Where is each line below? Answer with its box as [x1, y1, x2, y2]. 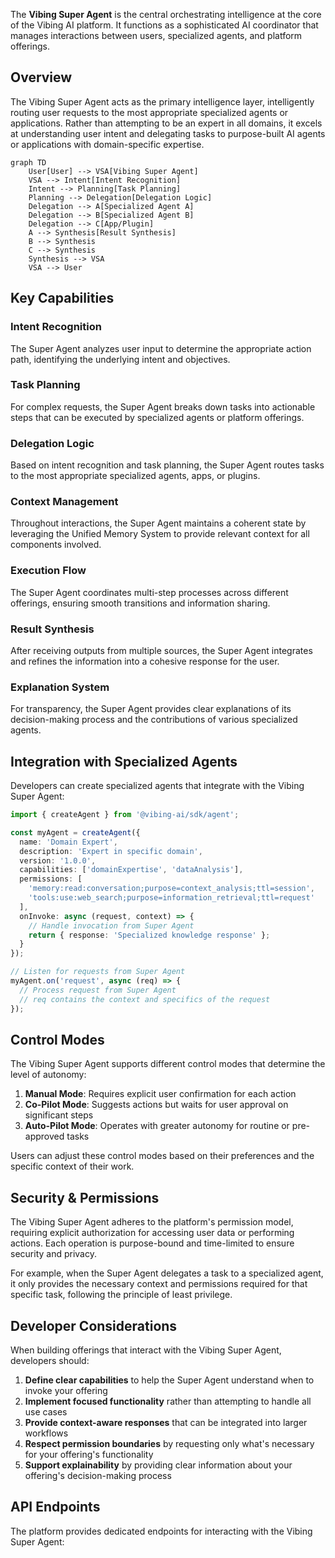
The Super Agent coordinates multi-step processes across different [10, 586, 289, 598]
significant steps [24, 1109, 94, 1121]
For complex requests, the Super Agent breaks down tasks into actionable [10, 400, 316, 413]
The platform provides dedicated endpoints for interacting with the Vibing [10, 1525, 313, 1537]
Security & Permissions [10, 1189, 160, 1206]
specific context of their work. [10, 1160, 135, 1173]
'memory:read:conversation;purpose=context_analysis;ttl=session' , [28, 884, 315, 894]
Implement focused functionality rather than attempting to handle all [24, 1395, 312, 1408]
